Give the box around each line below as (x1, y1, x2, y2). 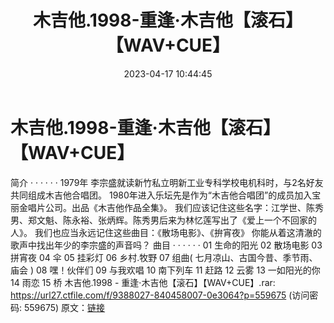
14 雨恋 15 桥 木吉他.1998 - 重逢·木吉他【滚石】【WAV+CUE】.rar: (10, 276, 276, 288)
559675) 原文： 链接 (23, 301, 106, 313)
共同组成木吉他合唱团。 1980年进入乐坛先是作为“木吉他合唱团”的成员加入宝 (10, 189, 322, 201)
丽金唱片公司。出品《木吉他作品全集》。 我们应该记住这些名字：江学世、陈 (10, 201, 315, 213)
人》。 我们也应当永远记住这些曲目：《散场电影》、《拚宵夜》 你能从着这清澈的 (10, 226, 322, 238)
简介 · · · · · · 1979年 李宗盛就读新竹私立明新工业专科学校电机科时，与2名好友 (10, 176, 324, 188)
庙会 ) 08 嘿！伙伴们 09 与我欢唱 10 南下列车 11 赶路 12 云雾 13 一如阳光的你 (10, 264, 321, 276)
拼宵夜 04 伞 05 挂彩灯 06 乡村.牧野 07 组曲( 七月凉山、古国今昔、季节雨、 (10, 251, 318, 263)
